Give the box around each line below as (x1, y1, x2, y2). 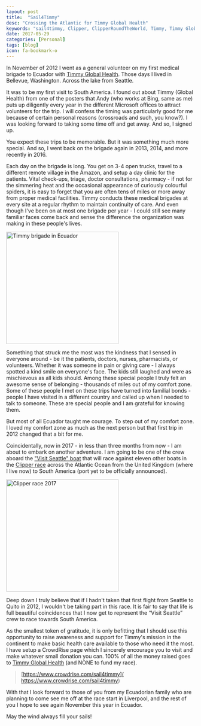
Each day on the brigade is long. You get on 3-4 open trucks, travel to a (6, 162, 182, 169)
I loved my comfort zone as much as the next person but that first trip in (6, 424, 184, 431)
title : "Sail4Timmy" (6, 14, 60, 20)
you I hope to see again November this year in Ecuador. (6, 701, 143, 708)
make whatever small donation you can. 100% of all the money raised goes (6, 652, 191, 660)
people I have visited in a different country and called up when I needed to (6, 393, 190, 400)
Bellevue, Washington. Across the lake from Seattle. (6, 77, 134, 84)
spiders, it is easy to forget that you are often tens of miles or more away (6, 188, 185, 195)
